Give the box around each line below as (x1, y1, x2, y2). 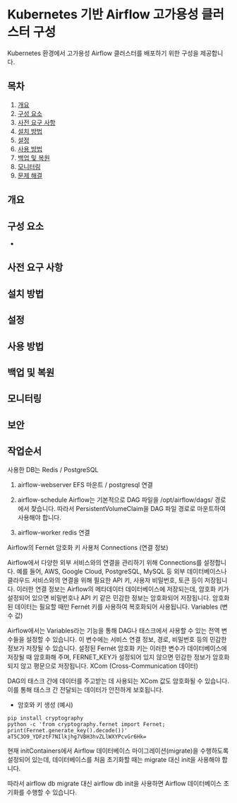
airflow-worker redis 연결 (17, 528, 90, 537)
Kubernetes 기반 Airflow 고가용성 (7, 6, 199, 23)
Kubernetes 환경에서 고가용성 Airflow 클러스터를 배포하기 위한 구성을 (7, 49, 199, 57)
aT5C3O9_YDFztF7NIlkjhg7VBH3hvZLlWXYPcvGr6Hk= (7, 733, 147, 740)
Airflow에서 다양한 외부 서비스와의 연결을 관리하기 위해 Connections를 (7, 558, 202, 566)
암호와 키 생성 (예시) (17, 701, 73, 709)
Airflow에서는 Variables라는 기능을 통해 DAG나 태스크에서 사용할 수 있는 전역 (7, 626, 220, 635)
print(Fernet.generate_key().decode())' (7, 727, 128, 734)
